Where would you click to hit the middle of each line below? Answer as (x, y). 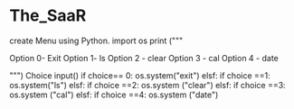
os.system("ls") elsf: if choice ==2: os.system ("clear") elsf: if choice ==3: (148, 85)
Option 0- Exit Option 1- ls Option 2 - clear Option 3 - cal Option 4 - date (144, 58)
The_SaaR (48, 16)
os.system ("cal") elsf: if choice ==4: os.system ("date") (114, 95)
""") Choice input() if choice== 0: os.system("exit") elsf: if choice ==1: (140, 75)
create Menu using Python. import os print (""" (96, 41)
